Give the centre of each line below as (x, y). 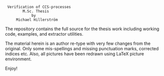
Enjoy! (12, 68)
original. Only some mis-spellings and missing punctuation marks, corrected (82, 48)
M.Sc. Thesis (36, 11)
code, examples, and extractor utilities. (44, 34)
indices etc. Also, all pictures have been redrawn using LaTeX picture (75, 54)
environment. (18, 59)
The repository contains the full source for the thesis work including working (82, 29)
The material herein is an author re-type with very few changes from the (78, 43)
